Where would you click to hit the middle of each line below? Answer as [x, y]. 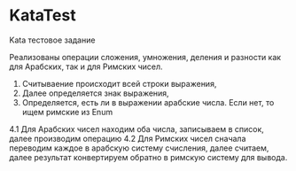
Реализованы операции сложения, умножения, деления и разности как [145, 57]
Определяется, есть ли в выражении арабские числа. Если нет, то [148, 102]
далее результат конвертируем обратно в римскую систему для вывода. [148, 157]
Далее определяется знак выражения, [96, 93]
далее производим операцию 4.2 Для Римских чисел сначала [128, 138]
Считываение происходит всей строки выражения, [119, 83]
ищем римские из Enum [67, 112]
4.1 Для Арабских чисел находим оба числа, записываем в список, [136, 128]
